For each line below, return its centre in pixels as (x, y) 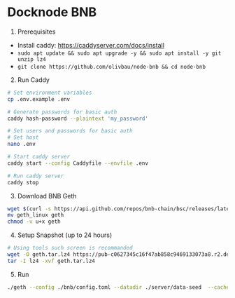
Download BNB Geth (47, 196)
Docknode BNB (52, 12)
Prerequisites (36, 32)
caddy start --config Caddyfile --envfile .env (78, 163)
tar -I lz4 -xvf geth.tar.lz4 (51, 261)
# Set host (23, 137)
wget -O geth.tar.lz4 (39, 255)
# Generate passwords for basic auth (62, 112)
